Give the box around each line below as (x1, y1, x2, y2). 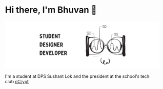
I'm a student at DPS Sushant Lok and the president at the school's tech (5, 73, 150, 79)
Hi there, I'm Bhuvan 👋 (5, 4, 97, 16)
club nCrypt (5, 79, 29, 85)
